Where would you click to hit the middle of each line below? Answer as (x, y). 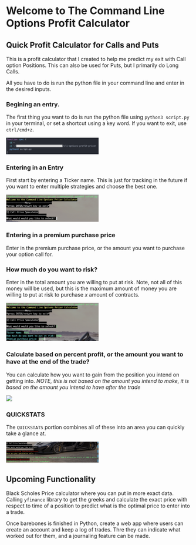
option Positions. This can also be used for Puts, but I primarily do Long (92, 65)
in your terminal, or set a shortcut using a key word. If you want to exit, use (96, 123)
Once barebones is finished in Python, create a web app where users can (95, 523)
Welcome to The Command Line (86, 11)
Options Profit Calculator (68, 23)
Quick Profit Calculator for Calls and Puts (83, 45)
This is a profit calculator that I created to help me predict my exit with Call (96, 59)
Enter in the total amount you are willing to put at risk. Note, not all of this (94, 282)
